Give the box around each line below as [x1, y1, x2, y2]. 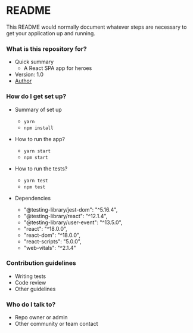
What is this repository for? [6, 44, 88, 53]
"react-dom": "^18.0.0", [23, 231, 81, 239]
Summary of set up [14, 106, 63, 113]
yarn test [23, 178, 49, 184]
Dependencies [14, 194, 51, 201]
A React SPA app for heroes [23, 65, 92, 72]
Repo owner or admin [14, 314, 68, 321]
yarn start [23, 148, 51, 154]
